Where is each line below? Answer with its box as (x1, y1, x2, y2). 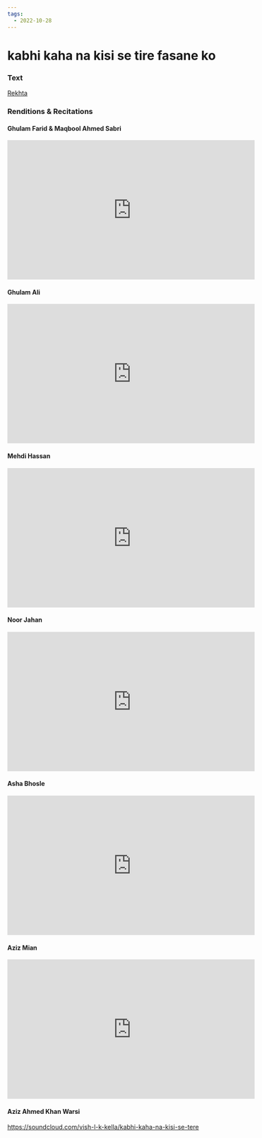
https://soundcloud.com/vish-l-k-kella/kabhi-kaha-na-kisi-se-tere (7, 1123, 199, 1132)
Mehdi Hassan (7, 451, 51, 460)
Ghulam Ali (7, 288, 40, 296)
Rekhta (7, 89, 28, 97)
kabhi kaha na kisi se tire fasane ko (7, 47, 216, 64)
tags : (7, 10, 23, 18)
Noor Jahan (7, 615, 42, 624)
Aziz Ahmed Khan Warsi (7, 1107, 81, 1115)
